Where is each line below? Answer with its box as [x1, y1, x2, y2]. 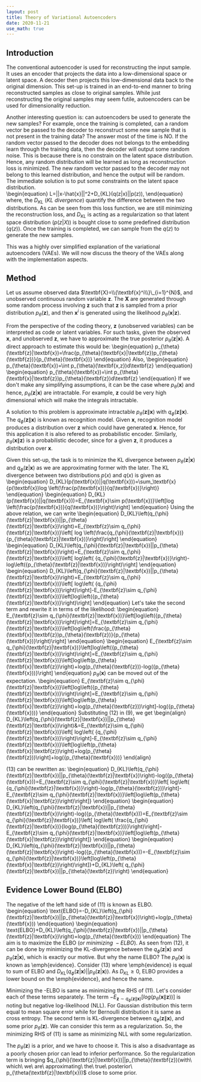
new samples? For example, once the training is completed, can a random [6, 120, 189, 127]
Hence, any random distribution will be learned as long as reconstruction [6, 159, 186, 166]
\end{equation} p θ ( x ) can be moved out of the [54, 669, 169, 679]
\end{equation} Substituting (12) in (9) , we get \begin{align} [39, 709, 187, 716]
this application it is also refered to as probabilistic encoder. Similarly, [6, 430, 178, 437]
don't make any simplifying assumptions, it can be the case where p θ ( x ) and [6, 381, 195, 390]
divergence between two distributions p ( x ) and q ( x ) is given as [6, 472, 161, 479]
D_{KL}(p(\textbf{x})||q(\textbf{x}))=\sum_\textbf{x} [49, 478, 176, 485]
